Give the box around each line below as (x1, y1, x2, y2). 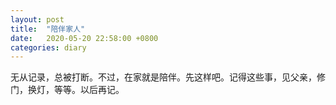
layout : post (10, 14, 65, 25)
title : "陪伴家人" (10, 24, 86, 34)
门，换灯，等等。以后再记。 (10, 84, 125, 96)
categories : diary (10, 42, 87, 53)
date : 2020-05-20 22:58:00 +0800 (10, 33, 159, 43)
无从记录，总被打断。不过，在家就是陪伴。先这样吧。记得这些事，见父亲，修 (10, 71, 326, 83)
